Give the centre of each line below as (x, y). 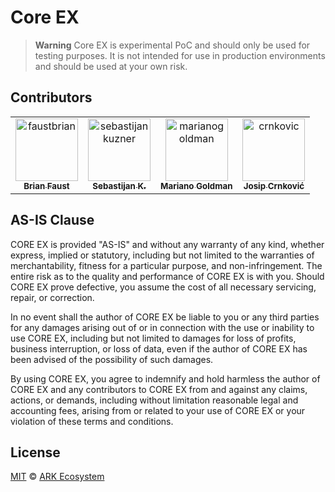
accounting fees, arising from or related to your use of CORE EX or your (158, 410)
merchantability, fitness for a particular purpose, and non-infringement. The (166, 265)
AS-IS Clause (52, 220)
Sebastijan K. (119, 185)
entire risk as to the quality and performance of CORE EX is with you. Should (167, 276)
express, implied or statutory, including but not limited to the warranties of (162, 255)
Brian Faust (46, 185)
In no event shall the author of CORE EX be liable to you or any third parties (165, 317)
